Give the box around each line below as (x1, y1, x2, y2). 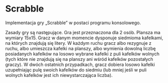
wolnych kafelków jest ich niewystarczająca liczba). (5, 72, 113, 78)
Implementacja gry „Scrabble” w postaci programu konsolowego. (5, 20, 141, 26)
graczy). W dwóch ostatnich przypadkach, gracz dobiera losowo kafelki (5, 61, 155, 67)
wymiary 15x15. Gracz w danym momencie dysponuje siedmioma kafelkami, (5, 35, 163, 41)
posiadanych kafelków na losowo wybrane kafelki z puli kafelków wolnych (5, 51, 159, 57)
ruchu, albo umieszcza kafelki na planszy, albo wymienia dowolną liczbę (5, 45, 156, 51)
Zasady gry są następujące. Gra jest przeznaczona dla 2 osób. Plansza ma (5, 29, 161, 35)
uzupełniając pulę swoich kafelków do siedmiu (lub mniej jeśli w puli (5, 66, 147, 73)
